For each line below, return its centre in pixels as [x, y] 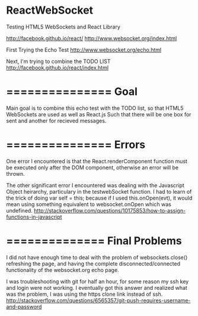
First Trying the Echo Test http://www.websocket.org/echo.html [84, 50]
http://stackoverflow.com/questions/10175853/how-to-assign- [109, 210]
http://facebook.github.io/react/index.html [57, 67]
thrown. [15, 173]
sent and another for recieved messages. [56, 121]
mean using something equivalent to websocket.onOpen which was [89, 204]
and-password [24, 306]
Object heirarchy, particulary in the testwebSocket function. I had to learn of [99, 191]
